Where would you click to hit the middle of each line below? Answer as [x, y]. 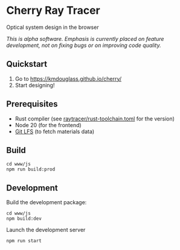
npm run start [24, 241]
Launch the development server [46, 230]
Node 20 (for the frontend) [48, 125]
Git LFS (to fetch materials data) [55, 131]
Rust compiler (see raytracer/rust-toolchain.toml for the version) [95, 119]
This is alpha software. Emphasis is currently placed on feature [85, 39]
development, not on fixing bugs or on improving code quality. [84, 45]
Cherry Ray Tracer [53, 11]
